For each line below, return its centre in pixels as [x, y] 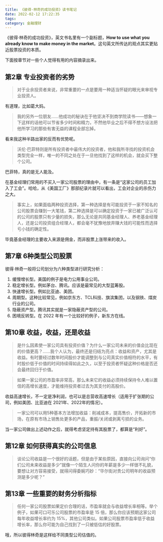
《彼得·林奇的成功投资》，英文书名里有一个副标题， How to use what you [77, 37]
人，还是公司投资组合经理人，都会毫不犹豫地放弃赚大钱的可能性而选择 [87, 223]
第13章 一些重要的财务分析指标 [51, 494]
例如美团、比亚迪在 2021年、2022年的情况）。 [59, 402]
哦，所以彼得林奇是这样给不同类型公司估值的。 [52, 535]
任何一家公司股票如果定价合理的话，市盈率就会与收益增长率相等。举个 [87, 506]
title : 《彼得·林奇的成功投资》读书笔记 [41, 9]
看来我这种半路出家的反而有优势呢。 [41, 139]
